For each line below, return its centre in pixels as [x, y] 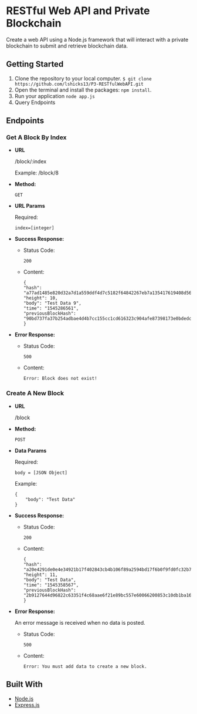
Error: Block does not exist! [60, 379]
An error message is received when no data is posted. [80, 622]
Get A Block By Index [36, 137]
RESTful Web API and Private [78, 11]
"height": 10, [40, 298]
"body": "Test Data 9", [52, 304]
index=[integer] [34, 228]
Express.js [27, 705]
